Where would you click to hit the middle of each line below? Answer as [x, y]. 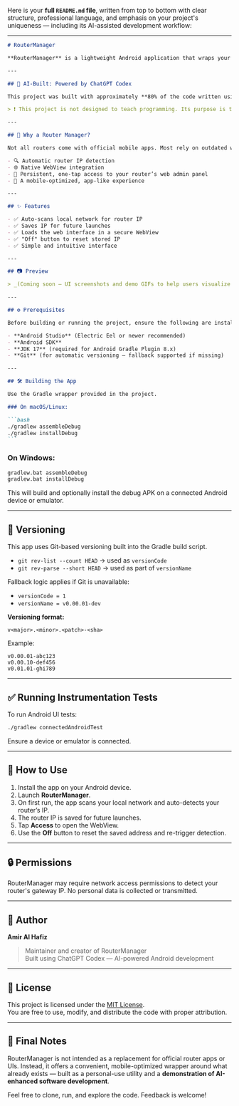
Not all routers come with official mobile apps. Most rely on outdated [117, 148]
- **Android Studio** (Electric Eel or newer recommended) [97, 335]
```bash [19, 419]
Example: [21, 643]
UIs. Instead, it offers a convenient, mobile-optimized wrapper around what [117, 1066]
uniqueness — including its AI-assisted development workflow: [100, 25]
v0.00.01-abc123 [31, 657]
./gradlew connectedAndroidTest [55, 727]
